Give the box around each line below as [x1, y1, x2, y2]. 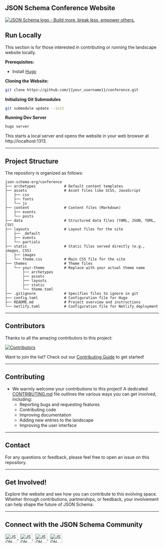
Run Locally [5, 31, 41, 40]
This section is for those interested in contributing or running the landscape [5, 44, 157, 50]
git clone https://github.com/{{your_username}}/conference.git [5, 87, 139, 92]
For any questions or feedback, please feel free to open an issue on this [5, 454, 150, 460]
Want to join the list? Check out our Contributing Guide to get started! [5, 354, 144, 360]
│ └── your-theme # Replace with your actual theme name [5, 265, 145, 270]
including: [12, 396, 32, 402]
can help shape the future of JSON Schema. [5, 501, 94, 507]
